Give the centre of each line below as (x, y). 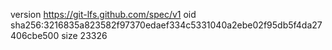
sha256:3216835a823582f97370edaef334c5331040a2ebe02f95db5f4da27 (166, 25)
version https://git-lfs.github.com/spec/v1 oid (103, 14)
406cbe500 (35, 35)
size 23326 (84, 35)
